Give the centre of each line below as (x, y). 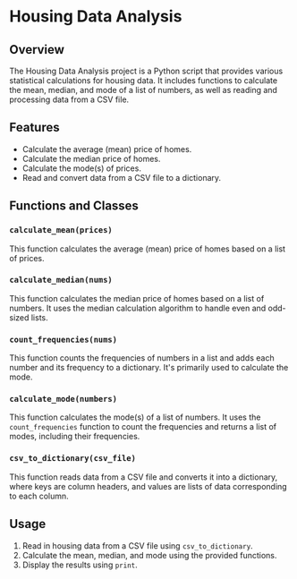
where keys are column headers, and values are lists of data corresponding (148, 486)
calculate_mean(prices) (61, 230)
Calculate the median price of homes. (91, 158)
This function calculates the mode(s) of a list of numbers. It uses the (135, 417)
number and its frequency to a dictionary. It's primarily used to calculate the (149, 368)
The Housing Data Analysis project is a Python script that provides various (146, 71)
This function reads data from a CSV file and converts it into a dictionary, (144, 477)
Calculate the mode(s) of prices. (81, 168)
